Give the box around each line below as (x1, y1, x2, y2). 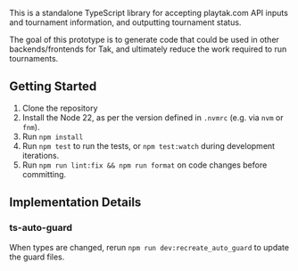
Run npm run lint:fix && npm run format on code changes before (21, 160, 268, 170)
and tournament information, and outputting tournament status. (9, 17, 242, 28)
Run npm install (21, 131, 84, 142)
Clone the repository (21, 103, 98, 113)
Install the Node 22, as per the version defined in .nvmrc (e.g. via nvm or (21, 111, 284, 123)
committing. (21, 168, 67, 179)
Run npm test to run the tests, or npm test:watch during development (21, 140, 275, 151)
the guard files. (9, 251, 65, 262)
